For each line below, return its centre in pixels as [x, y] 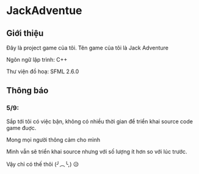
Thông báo [27, 91]
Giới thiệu [25, 33]
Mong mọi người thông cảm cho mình [53, 140]
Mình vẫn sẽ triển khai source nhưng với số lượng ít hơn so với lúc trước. [97, 151]
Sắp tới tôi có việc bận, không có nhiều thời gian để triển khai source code [100, 121]
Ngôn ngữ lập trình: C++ [37, 60]
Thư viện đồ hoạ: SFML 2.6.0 [43, 71]
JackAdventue [44, 11]
